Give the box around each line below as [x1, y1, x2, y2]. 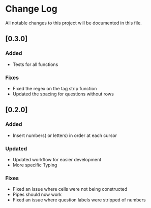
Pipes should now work [12, 191, 62, 198]
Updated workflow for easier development [12, 156, 102, 162]
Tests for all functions [12, 61, 58, 67]
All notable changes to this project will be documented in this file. [5, 20, 142, 26]
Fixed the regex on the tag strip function [12, 85, 97, 91]
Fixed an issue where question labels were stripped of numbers [12, 197, 146, 203]
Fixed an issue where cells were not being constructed [12, 186, 128, 192]
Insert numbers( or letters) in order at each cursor [12, 132, 117, 138]
